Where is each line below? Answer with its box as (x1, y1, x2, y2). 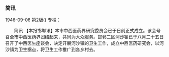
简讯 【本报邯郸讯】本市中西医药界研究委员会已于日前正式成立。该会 (14, 28, 156, 34)
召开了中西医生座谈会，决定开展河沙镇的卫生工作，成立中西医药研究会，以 (5, 40, 159, 46)
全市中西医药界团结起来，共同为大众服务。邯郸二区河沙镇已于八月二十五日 (9, 34, 164, 40)
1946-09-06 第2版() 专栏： (5, 17, 61, 23)
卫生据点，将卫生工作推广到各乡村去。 (18, 46, 98, 52)
